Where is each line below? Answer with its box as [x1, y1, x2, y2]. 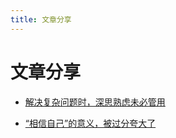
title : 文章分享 [10, 14, 72, 25]
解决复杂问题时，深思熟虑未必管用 [24, 96, 166, 108]
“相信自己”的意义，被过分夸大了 [24, 117, 157, 129]
